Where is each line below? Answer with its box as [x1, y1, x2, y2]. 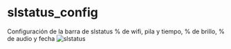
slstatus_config [7, 5, 99, 20]
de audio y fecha [7, 34, 55, 42]
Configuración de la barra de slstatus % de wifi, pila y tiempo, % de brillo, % [7, 27, 225, 35]
